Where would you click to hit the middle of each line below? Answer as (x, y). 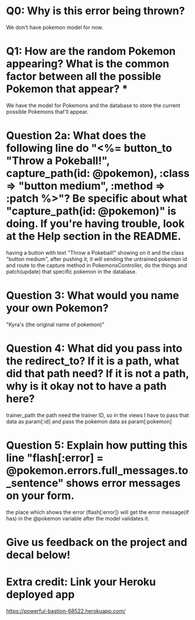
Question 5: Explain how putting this (97, 445)
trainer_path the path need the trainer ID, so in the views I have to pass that (97, 415)
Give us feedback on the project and (97, 542)
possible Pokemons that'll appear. (47, 111)
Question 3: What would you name (92, 295)
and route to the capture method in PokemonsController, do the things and (97, 265)
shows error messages (123, 483)
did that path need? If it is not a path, (97, 373)
